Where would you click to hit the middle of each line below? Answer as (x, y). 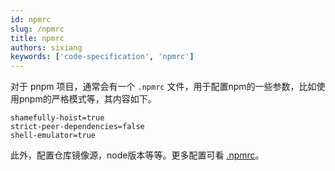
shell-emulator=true (53, 136)
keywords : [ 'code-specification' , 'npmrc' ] (102, 57)
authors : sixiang (46, 47)
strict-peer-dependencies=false (77, 127)
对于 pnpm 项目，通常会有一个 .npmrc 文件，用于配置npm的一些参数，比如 (163, 87)
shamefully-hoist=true (57, 118)
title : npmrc (37, 38)
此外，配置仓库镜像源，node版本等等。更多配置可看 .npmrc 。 (137, 155)
